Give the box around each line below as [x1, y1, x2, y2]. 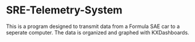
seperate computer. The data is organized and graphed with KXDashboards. [6, 29, 190, 36]
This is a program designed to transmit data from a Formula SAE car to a [6, 23, 180, 30]
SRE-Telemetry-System [6, 3, 123, 17]
